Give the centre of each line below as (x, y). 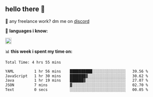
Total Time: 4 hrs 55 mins (33, 62)
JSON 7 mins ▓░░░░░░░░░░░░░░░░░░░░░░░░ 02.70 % (77, 85)
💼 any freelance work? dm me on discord (47, 21)
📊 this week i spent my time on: (39, 51)
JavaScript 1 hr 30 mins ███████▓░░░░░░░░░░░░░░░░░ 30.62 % (77, 76)
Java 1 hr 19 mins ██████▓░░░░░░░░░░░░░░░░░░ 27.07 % (77, 81)
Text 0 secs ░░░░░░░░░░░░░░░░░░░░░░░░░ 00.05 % (77, 90)
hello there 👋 (25, 9)
